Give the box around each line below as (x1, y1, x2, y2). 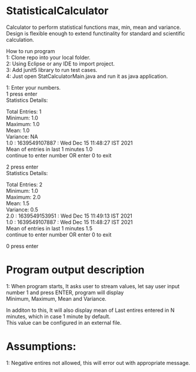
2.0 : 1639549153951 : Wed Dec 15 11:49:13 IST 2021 (6, 212, 132, 219)
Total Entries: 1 (6, 108, 42, 115)
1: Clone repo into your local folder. (6, 54, 91, 61)
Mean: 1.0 (6, 127, 30, 134)
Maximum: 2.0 (6, 193, 41, 200)
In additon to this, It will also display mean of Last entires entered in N (6, 307, 175, 314)
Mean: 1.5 (6, 199, 29, 207)
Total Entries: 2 (6, 181, 43, 188)
